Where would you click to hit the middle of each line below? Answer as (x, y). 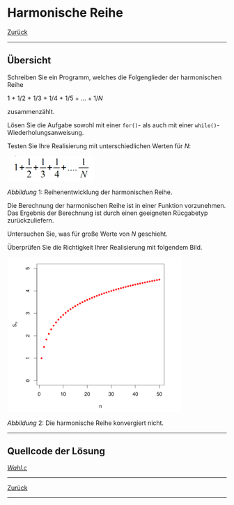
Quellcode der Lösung (56, 451)
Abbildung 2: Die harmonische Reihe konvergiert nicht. (86, 423)
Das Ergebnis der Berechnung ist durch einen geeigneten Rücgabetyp (108, 213)
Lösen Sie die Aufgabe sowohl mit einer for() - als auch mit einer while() (112, 125)
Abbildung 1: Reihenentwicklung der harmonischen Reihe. (90, 192)
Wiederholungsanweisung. (46, 132)
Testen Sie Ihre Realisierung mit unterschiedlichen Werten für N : (99, 146)
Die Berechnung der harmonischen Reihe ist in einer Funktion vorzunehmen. (117, 206)
